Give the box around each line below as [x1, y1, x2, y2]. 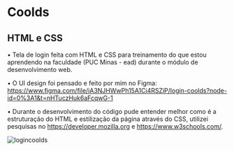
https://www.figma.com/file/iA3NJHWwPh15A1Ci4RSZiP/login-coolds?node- [7, 87, 227, 94]
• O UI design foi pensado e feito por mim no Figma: [7, 79, 157, 87]
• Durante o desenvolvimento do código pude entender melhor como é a [7, 108, 217, 115]
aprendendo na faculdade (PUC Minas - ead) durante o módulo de [7, 58, 198, 66]
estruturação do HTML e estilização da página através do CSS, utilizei [7, 115, 208, 123]
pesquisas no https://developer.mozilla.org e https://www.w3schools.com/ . [7, 122, 224, 130]
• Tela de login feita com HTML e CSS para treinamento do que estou [7, 50, 207, 59]
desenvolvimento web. [7, 66, 73, 73]
